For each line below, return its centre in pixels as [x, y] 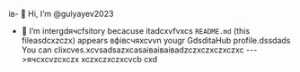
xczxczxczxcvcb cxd [119, 59]
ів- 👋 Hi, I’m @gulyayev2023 [61, 14]
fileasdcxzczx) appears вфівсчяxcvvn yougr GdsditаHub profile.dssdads [156, 40]
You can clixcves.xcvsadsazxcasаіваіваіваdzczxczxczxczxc [132, 50]
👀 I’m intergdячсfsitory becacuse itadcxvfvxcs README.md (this [136, 31]
